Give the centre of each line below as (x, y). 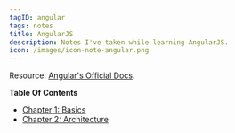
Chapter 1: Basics (54, 110)
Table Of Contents (44, 93)
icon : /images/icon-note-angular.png (79, 51)
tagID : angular (37, 17)
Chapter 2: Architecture (65, 120)
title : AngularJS (41, 34)
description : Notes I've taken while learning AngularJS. (119, 42)
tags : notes (31, 26)
